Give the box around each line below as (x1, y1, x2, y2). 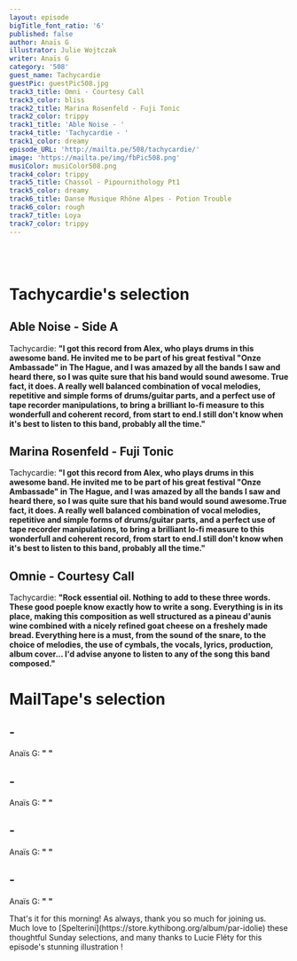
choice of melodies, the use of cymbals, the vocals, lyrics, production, (9, 640, 273, 650)
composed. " (9, 658, 56, 669)
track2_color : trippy (9, 112, 90, 121)
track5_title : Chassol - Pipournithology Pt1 (9, 178, 180, 187)
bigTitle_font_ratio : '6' (9, 21, 105, 30)
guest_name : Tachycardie (9, 71, 101, 80)
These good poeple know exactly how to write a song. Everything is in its (9, 602, 284, 612)
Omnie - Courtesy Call (9, 569, 135, 584)
